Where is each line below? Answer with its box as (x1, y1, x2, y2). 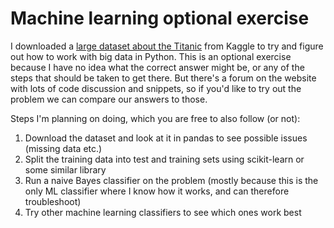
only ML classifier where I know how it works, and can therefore (24, 185, 290, 197)
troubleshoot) (24, 195, 82, 207)
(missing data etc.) (24, 142, 103, 154)
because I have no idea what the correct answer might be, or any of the (10, 61, 305, 73)
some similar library (24, 163, 107, 176)
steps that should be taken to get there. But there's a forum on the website (10, 72, 317, 84)
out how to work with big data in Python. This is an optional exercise (10, 50, 292, 62)
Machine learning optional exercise (10, 7, 310, 30)
